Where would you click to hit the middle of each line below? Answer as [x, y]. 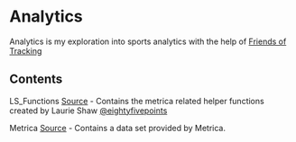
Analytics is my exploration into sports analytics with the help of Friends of [148, 41]
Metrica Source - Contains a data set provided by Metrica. [117, 128]
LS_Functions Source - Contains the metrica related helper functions [137, 101]
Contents [36, 80]
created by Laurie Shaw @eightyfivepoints [88, 111]
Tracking [26, 50]
